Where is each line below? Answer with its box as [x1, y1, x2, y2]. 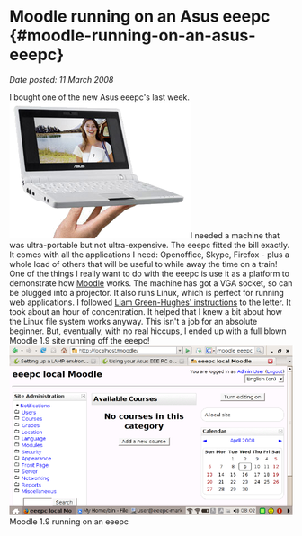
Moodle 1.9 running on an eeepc [9, 516, 129, 527]
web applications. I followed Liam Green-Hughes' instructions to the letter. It [9, 297, 291, 308]
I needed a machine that [190, 229, 280, 240]
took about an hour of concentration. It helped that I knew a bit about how [9, 306, 283, 317]
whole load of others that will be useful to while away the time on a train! [9, 258, 278, 269]
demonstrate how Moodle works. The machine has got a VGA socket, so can [9, 277, 293, 289]
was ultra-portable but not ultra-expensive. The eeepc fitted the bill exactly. [9, 239, 290, 250]
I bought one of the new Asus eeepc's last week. [9, 92, 191, 103]
